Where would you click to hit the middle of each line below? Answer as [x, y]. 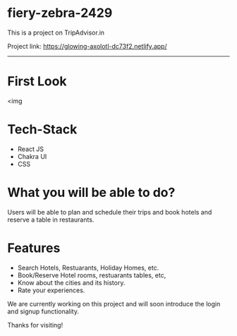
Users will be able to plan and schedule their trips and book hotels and [110, 212]
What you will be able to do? [91, 193]
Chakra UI [32, 156]
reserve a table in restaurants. [51, 220]
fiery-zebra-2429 [60, 13]
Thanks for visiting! [35, 325]
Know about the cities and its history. [71, 282]
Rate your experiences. [51, 290]
